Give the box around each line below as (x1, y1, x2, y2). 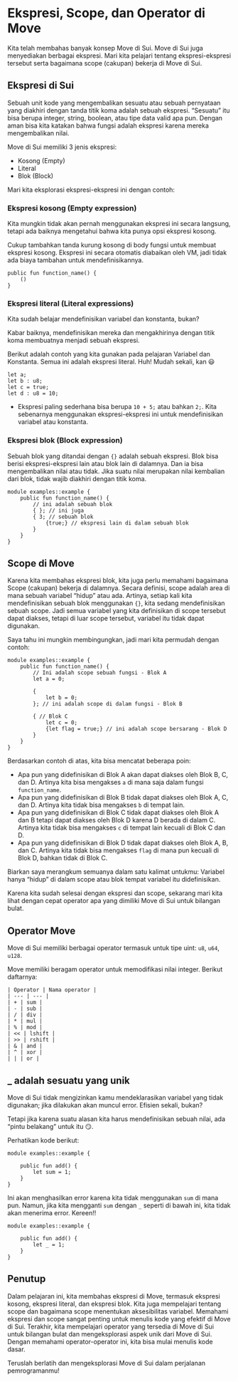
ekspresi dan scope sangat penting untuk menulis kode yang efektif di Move (7, 1314, 231, 1323)
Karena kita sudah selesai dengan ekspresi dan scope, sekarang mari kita (7, 889, 223, 897)
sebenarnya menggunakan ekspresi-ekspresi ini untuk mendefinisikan (17, 410, 224, 418)
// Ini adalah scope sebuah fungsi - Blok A (33, 669, 167, 676)
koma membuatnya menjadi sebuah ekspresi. (7, 336, 140, 345)
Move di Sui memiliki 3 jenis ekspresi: (7, 143, 117, 151)
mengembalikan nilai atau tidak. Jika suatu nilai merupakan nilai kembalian (7, 467, 225, 475)
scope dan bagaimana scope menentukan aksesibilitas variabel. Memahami (7, 1306, 229, 1316)
